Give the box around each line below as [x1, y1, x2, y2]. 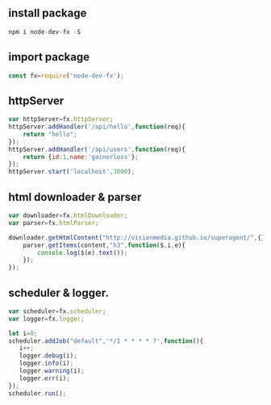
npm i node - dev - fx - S [8, 27, 81, 35]
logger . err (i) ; [19, 374, 70, 382]
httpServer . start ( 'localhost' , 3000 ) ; [8, 168, 135, 176]
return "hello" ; [23, 130, 78, 138]
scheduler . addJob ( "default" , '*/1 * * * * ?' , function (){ [8, 336, 204, 345]
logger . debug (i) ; [19, 352, 78, 360]
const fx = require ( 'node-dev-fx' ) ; [8, 72, 125, 80]
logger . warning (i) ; [19, 367, 85, 375]
